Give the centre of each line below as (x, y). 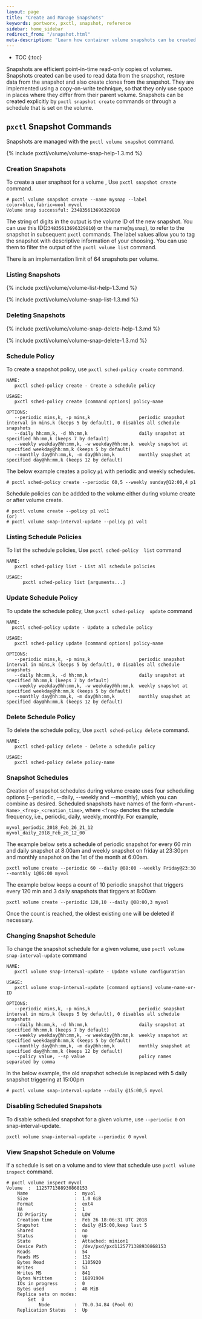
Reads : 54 (52, 1252)
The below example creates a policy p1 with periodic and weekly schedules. (101, 471)
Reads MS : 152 (54, 1257)
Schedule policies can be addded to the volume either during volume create (101, 494)
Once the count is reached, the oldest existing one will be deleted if (90, 914)
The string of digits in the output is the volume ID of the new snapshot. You (99, 221)
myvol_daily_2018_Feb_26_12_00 (46, 833)
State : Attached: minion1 (73, 1241)
